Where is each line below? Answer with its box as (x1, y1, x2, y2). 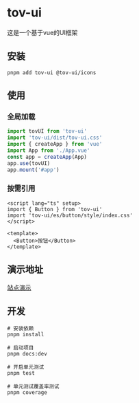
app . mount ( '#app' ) (7, 166, 60, 173)
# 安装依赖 (7, 325, 34, 332)
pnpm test (7, 370, 36, 377)
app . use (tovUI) (7, 160, 51, 166)
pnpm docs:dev (7, 351, 48, 358)
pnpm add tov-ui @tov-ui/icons (7, 69, 97, 76)
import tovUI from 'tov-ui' (7, 128, 88, 135)
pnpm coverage (7, 389, 48, 396)
